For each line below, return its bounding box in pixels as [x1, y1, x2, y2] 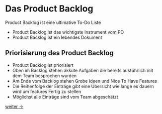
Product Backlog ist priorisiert [12, 62, 74, 68]
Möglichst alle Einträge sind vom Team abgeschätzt [12, 94, 118, 100]
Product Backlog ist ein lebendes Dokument [12, 34, 102, 40]
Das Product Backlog [5, 3, 93, 14]
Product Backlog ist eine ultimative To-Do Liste [5, 19, 101, 25]
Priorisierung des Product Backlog [5, 49, 114, 57]
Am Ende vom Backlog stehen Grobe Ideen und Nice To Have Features [12, 78, 158, 84]
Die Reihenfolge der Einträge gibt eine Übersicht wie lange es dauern [12, 83, 154, 89]
